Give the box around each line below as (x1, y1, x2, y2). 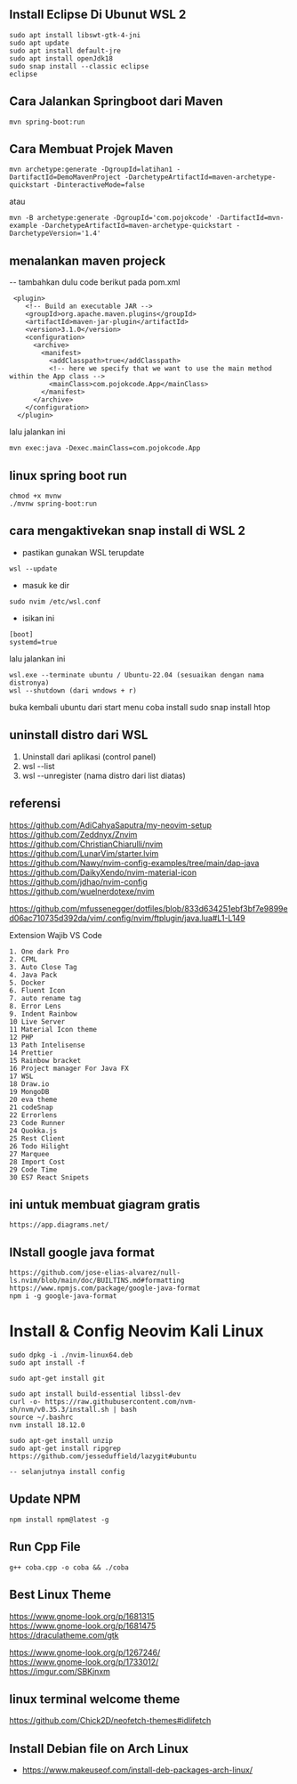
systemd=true (9, 637, 58, 646)
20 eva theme (9, 1095, 58, 1104)
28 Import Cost (9, 1157, 66, 1166)
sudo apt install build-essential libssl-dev (9, 1390, 181, 1399)
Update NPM (9, 1491, 82, 1507)
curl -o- (9, 1398, 42, 1407)
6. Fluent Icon (9, 985, 66, 995)
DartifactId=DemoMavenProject (9, 173, 122, 182)
